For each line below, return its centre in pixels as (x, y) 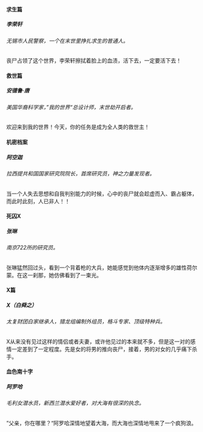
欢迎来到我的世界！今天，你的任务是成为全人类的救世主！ (78, 127)
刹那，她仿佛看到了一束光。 (67, 275)
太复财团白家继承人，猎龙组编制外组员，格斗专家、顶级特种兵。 (86, 322)
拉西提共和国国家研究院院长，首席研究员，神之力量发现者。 (81, 174)
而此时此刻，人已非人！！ (38, 201)
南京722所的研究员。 (32, 248)
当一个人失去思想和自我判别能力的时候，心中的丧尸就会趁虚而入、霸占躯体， (102, 194)
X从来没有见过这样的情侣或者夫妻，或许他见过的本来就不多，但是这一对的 (98, 341)
